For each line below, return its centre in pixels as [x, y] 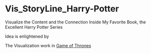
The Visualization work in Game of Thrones [48, 45]
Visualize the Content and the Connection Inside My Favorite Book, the [75, 22]
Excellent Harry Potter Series [34, 27]
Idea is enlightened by [27, 36]
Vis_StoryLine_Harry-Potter [62, 9]
